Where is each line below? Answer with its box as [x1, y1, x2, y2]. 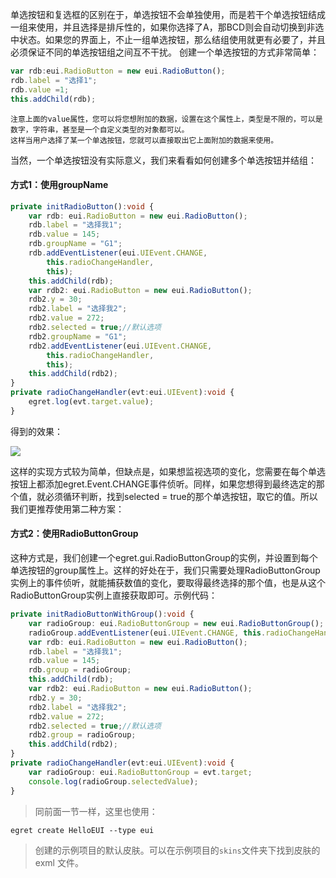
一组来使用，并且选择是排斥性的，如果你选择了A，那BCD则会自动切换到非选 [10, 21, 325, 33]
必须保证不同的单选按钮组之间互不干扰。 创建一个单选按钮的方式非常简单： [10, 46, 320, 58]
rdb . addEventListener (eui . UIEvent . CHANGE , [28, 248, 208, 258]
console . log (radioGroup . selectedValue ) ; [28, 776, 199, 787]
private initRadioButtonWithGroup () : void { [10, 609, 195, 620]
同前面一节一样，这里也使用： [34, 805, 158, 817]
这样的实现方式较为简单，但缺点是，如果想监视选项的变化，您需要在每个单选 [10, 465, 326, 477]
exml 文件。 [34, 856, 84, 868]
